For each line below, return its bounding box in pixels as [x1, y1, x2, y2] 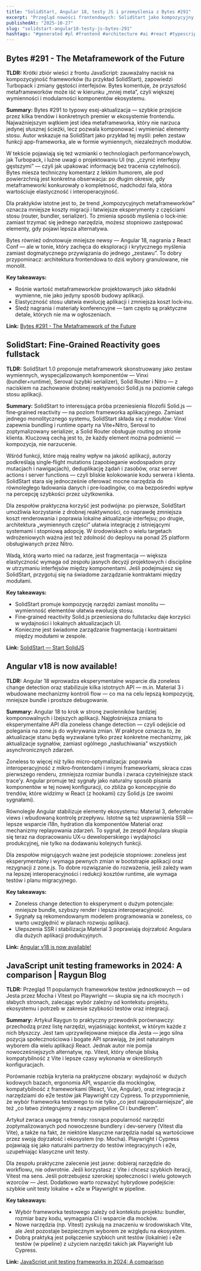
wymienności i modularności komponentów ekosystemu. [6, 94, 147, 102]
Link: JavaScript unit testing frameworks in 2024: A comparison [6, 1258, 165, 1266]
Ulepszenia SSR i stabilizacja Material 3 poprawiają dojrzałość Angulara [14, 925, 191, 932]
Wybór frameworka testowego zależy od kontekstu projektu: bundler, [14, 1209, 186, 1216]
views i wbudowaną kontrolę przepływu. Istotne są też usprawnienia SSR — [6, 814, 193, 821]
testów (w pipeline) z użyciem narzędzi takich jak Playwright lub [14, 1240, 173, 1248]
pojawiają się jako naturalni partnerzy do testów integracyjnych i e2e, [6, 1142, 176, 1149]
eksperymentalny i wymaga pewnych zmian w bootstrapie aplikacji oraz [6, 857, 184, 865]
